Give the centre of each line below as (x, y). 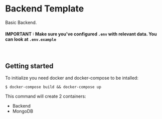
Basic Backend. (21, 22)
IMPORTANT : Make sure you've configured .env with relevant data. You (81, 34)
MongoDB (23, 111)
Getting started (29, 66)
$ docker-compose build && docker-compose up (53, 87)
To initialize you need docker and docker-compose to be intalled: (72, 78)
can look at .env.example (31, 39)
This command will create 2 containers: (46, 96)
